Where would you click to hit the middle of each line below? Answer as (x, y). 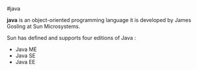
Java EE (25, 62)
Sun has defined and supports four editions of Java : (71, 38)
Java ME (26, 49)
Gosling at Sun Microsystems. (44, 26)
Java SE (25, 55)
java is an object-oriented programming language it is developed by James (99, 20)
